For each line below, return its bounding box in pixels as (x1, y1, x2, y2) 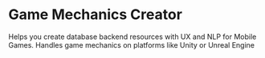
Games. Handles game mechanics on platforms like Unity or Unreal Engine (8, 40, 255, 49)
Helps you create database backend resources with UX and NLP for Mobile (8, 32, 257, 41)
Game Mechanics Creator (8, 6, 183, 24)
